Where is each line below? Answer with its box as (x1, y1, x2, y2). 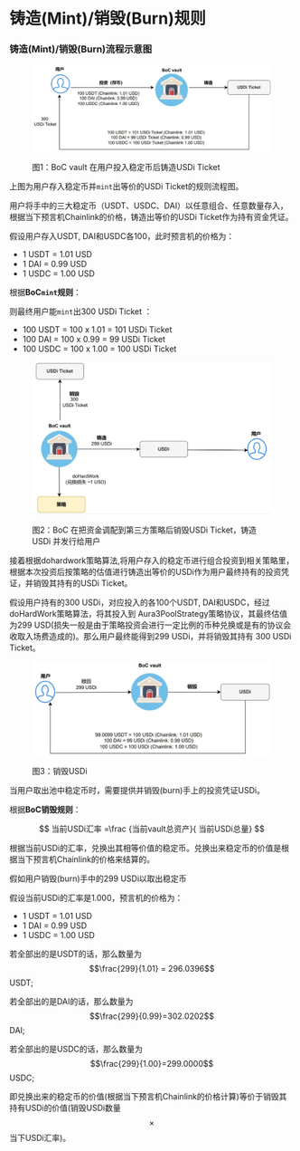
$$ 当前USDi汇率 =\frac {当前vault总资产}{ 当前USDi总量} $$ (39, 823, 265, 834)
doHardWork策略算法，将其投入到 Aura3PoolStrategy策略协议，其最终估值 (9, 609, 287, 619)
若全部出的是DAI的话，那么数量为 (9, 995, 134, 1006)
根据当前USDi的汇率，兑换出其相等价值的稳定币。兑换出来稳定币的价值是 (9, 842, 282, 853)
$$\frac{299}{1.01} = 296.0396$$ (89, 963, 215, 974)
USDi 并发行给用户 (32, 536, 101, 547)
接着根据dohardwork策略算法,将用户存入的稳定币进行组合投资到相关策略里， (9, 555, 295, 566)
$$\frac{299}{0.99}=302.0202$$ (89, 1011, 215, 1022)
